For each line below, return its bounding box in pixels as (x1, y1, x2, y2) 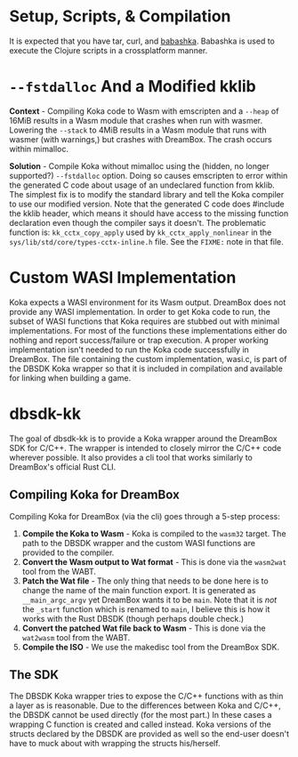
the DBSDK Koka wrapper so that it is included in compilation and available (9, 363, 283, 374)
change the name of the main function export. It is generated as (21, 584, 256, 595)
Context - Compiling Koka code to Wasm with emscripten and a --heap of (9, 105, 279, 117)
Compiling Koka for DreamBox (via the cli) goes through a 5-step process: (9, 511, 280, 521)
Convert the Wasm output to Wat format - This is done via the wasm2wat (21, 556, 287, 567)
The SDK (9, 667, 60, 682)
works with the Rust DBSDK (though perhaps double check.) (21, 613, 245, 624)
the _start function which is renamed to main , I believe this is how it (21, 603, 270, 615)
